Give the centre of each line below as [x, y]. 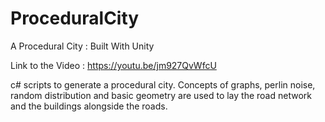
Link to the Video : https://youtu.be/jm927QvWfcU [113, 65]
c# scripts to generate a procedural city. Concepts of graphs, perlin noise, [163, 84]
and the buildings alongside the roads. [89, 106]
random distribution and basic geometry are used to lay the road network [161, 95]
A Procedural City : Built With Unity [82, 46]
